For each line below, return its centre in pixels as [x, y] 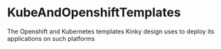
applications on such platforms [51, 38]
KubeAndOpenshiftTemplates [94, 13]
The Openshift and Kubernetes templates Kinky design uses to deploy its [111, 31]
